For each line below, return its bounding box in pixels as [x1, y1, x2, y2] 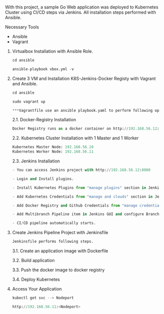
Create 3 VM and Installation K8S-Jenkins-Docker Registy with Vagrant [12, 76, 156, 81]
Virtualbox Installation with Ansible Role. [12, 49, 94, 54]
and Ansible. [12, 80, 38, 86]
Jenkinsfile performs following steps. [12, 239, 94, 244]
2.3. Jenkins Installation [12, 158, 60, 164]
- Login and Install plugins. [12, 176, 74, 181]
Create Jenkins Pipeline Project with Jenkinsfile [12, 230, 109, 235]
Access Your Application [12, 286, 62, 291]
